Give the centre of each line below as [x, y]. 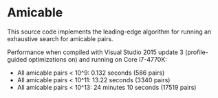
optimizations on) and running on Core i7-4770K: [98, 59]
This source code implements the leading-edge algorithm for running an [109, 32]
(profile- [196, 52]
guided [17, 59]
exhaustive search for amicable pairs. [60, 38]
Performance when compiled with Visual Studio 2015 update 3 [95, 52]
